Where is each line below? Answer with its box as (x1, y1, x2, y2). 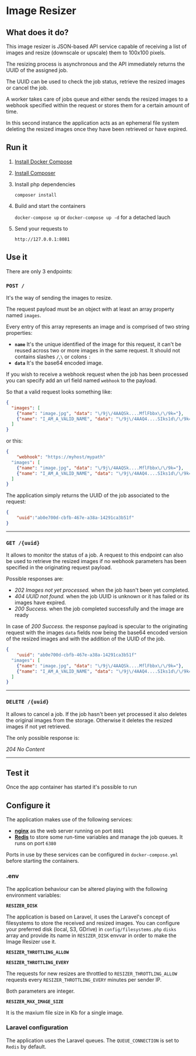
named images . (6, 311, 42, 318)
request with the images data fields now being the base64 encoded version (6, 629, 188, 636)
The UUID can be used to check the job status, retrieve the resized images (6, 78, 185, 85)
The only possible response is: (6, 734, 80, 741)
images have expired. (14, 599, 66, 606)
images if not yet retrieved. (6, 723, 71, 730)
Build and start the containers (14, 202, 86, 209)
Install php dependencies (14, 180, 76, 188)
